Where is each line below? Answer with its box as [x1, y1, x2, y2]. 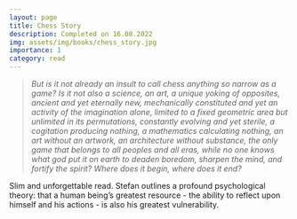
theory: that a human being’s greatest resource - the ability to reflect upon [9, 190, 281, 200]
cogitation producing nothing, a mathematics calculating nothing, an [30, 126, 284, 136]
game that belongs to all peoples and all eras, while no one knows [30, 145, 275, 155]
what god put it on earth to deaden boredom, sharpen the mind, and [30, 154, 283, 164]
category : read [9, 54, 66, 63]
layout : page [9, 12, 58, 22]
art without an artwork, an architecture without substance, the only [30, 135, 278, 145]
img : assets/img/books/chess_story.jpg [9, 37, 157, 47]
